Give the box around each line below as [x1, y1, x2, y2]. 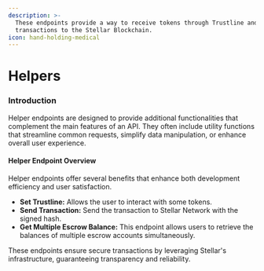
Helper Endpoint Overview [8, 156, 97, 166]
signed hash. [19, 214, 61, 223]
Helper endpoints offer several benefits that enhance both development [8, 174, 240, 183]
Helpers [8, 68, 61, 85]
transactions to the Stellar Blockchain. [15, 26, 153, 34]
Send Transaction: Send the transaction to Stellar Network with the [19, 205, 238, 214]
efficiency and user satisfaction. [8, 181, 112, 191]
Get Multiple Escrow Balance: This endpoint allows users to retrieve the [19, 222, 254, 232]
